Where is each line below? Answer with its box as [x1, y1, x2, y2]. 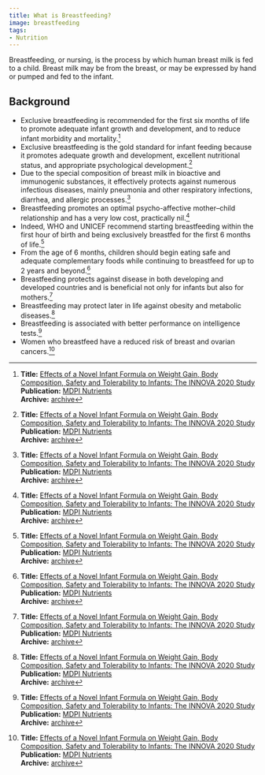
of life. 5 [20, 238, 45, 249]
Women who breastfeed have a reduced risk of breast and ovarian [20, 337, 235, 346]
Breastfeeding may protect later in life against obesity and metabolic [20, 300, 242, 310]
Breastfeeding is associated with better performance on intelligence [20, 319, 241, 328]
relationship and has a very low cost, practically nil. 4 [20, 212, 190, 222]
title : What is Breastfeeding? [9, 11, 112, 20]
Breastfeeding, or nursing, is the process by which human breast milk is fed [9, 55, 254, 65]
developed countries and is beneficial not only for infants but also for [20, 283, 245, 292]
